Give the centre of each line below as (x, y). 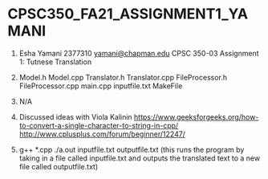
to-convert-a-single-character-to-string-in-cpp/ (99, 125)
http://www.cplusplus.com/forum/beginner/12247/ (102, 134)
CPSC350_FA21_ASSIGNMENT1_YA (128, 14)
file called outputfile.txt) (58, 166)
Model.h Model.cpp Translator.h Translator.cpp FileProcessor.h (123, 77)
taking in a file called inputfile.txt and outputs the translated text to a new (140, 158)
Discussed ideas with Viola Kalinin (76, 116)
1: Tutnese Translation (55, 62)
